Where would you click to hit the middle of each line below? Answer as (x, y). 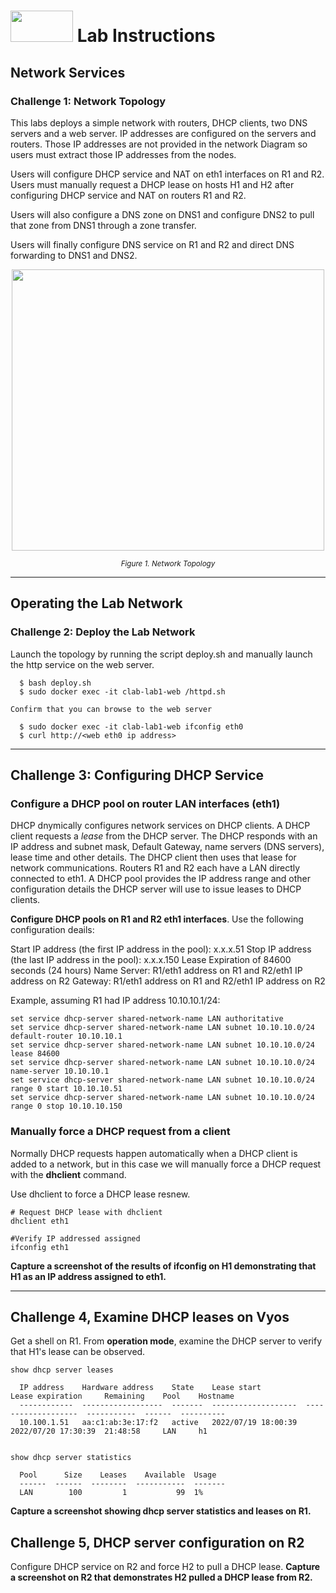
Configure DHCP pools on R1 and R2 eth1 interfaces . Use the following (157, 919)
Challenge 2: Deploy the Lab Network (103, 632)
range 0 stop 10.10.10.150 (66, 1106)
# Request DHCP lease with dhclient (86, 1212)
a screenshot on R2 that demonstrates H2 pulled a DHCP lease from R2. (161, 1577)
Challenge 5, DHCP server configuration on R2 (157, 1542)
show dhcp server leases (62, 1370)
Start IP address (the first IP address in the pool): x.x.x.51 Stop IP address (161, 949)
